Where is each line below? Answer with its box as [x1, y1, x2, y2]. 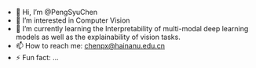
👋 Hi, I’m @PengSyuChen [15, 8, 98, 16]
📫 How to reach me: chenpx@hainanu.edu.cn [15, 41, 166, 50]
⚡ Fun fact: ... [15, 53, 59, 62]
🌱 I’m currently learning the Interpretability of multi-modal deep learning [15, 24, 249, 33]
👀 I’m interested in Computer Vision [15, 16, 130, 25]
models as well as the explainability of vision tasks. [15, 32, 181, 41]
